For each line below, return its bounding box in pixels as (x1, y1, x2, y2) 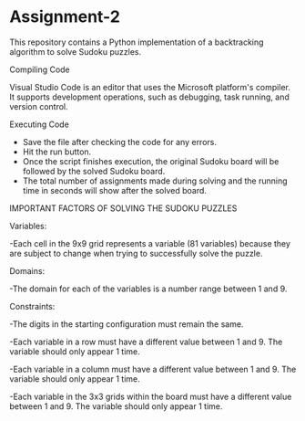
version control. (9, 100, 68, 111)
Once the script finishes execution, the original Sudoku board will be (22, 155, 280, 166)
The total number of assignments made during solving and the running (22, 175, 288, 186)
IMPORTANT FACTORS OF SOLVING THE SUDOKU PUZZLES (9, 203, 238, 214)
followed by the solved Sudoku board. (22, 165, 166, 176)
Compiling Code (9, 64, 70, 75)
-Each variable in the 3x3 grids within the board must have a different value (9, 391, 292, 402)
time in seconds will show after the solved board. (22, 184, 208, 195)
